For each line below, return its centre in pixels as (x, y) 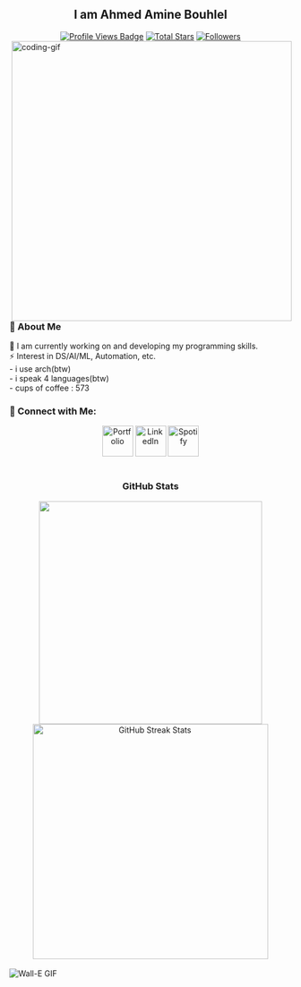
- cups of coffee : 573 (49, 388)
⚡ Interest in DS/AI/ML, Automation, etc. (83, 356)
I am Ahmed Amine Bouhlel (150, 15)
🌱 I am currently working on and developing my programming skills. (133, 346)
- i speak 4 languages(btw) (59, 379)
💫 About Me (35, 326)
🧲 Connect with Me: (53, 411)
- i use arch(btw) (40, 369)
